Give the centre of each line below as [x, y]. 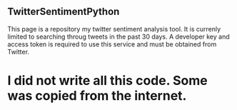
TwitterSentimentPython [64, 12]
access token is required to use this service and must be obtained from [112, 44]
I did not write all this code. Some [108, 81]
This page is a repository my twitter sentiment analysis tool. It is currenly [114, 29]
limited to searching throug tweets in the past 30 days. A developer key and [118, 36]
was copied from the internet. [97, 96]
